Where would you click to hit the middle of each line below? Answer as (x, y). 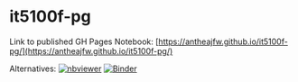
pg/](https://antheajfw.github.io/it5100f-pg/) (91, 50)
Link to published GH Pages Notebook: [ (84, 41)
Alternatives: (33, 68)
